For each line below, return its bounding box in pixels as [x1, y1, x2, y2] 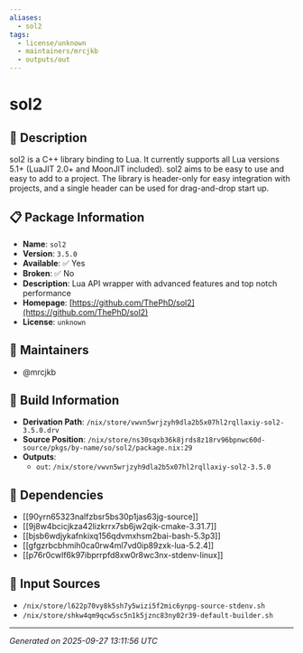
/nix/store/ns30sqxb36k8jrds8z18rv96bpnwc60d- [87, 435, 266, 445]
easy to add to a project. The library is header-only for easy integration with [9, 173, 290, 183]
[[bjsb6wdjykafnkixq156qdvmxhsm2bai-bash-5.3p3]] [22, 530, 221, 542]
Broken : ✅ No [22, 267, 75, 278]
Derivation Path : [22, 416, 85, 427]
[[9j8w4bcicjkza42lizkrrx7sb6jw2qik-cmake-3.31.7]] [22, 521, 217, 532]
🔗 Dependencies [9, 487, 104, 502]
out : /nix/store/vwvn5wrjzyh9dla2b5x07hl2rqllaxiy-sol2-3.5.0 [35, 462, 271, 472]
